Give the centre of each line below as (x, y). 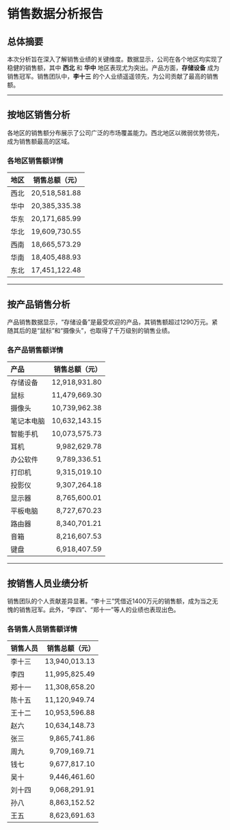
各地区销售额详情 (35, 160)
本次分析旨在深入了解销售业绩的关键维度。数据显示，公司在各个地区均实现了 (115, 59)
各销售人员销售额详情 (42, 629)
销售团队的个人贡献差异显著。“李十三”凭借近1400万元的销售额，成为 (104, 601)
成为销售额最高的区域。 (40, 141)
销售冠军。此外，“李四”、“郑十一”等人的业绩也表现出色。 (99, 609)
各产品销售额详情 (35, 350)
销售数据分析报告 (55, 14)
